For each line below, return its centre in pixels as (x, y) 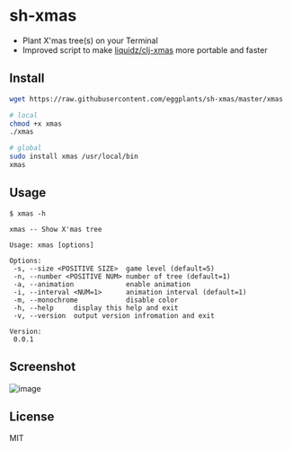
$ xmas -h (28, 213)
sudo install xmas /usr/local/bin (74, 157)
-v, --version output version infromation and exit (114, 315)
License (32, 416)
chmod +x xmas (36, 124)
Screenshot (43, 367)
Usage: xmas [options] (52, 245)
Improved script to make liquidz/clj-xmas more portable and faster (145, 49)
